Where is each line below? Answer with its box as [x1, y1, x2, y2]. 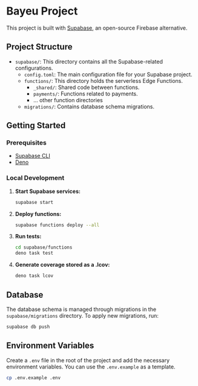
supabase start [15, 199, 54, 205]
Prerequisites [6, 139, 47, 147]
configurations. [15, 64, 53, 71]
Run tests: [15, 233, 42, 240]
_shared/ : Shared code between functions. [33, 83, 140, 91]
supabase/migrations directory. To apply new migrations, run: [6, 312, 159, 319]
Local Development [6, 174, 65, 182]
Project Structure [6, 42, 73, 52]
